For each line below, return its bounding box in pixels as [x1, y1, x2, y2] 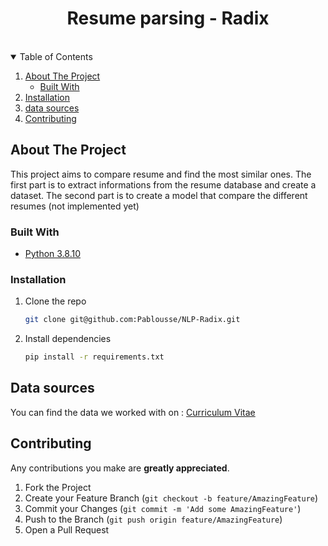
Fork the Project [24, 481, 92, 493]
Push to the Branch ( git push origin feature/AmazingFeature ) [24, 513, 283, 525]
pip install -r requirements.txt [24, 352, 165, 362]
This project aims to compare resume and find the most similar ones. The [10, 168, 312, 180]
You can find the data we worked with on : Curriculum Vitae [10, 406, 256, 418]
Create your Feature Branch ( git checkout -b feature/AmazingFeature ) [24, 492, 319, 504]
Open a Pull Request [24, 523, 110, 536]
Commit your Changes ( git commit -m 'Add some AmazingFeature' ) [24, 502, 302, 514]
